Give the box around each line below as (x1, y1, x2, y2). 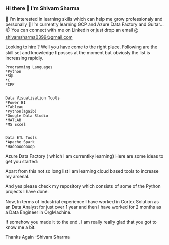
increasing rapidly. (5, 55, 44, 61)
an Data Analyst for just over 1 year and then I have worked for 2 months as (5, 204, 161, 210)
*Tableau (5, 105, 24, 110)
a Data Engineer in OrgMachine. (5, 209, 72, 215)
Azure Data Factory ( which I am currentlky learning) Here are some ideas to (5, 153, 164, 159)
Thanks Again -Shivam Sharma (5, 234, 70, 240)
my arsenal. (5, 174, 30, 180)
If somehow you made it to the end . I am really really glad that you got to (5, 219, 157, 225)
